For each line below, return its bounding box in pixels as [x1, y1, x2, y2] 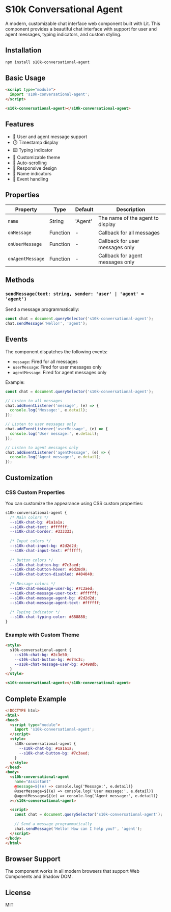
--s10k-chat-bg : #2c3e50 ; [14, 652, 70, 657]
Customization [5, 473, 53, 482]
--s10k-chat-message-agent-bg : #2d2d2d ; [10, 595, 97, 601]
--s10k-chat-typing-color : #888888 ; [10, 614, 88, 620]
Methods [5, 275, 35, 284]
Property [15, 205, 37, 213]
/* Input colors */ [10, 539, 51, 544]
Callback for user [98, 237, 139, 244]
